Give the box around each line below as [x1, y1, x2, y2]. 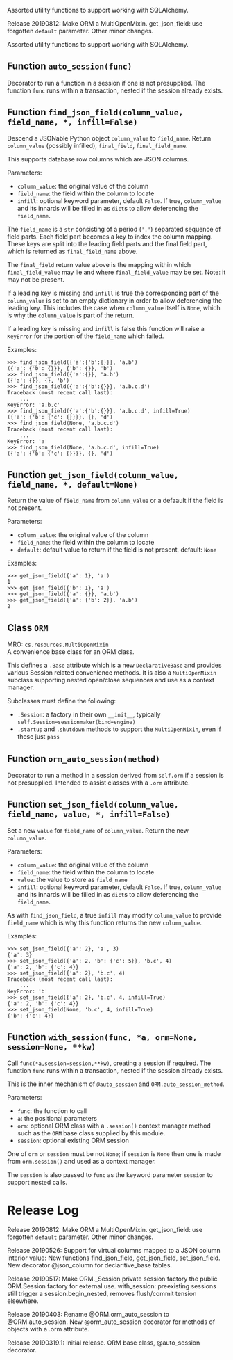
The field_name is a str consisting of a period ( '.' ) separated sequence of [7, 225, 221, 233]
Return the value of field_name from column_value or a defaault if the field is [7, 497, 223, 505]
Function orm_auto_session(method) [7, 753, 161, 765]
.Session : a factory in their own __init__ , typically [17, 710, 161, 719]
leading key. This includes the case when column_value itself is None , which [7, 303, 221, 312]
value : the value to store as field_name [17, 875, 128, 883]
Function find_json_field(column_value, [7, 106, 184, 118]
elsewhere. [7, 1297, 39, 1305]
